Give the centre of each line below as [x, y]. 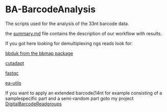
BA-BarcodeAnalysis [51, 9]
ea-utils [13, 83]
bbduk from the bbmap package [39, 53]
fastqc [12, 73]
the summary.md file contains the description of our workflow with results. [84, 33]
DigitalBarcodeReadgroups [34, 104]
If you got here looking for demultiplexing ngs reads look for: [69, 43]
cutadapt [15, 63]
